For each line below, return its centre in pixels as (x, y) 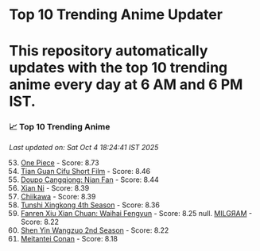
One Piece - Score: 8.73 (60, 162)
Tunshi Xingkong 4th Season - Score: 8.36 (90, 205)
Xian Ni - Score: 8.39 (55, 187)
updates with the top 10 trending (118, 68)
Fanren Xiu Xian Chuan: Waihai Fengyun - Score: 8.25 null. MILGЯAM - (136, 213)
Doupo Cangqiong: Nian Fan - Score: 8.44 (90, 180)
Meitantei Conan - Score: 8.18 (69, 238)
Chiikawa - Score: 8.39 (58, 196)
